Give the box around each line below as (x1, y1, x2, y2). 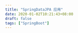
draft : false (5, 16, 32, 21)
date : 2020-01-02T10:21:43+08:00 (5, 12, 74, 16)
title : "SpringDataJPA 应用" (5, 7, 63, 12)
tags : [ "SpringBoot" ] (5, 20, 50, 26)
